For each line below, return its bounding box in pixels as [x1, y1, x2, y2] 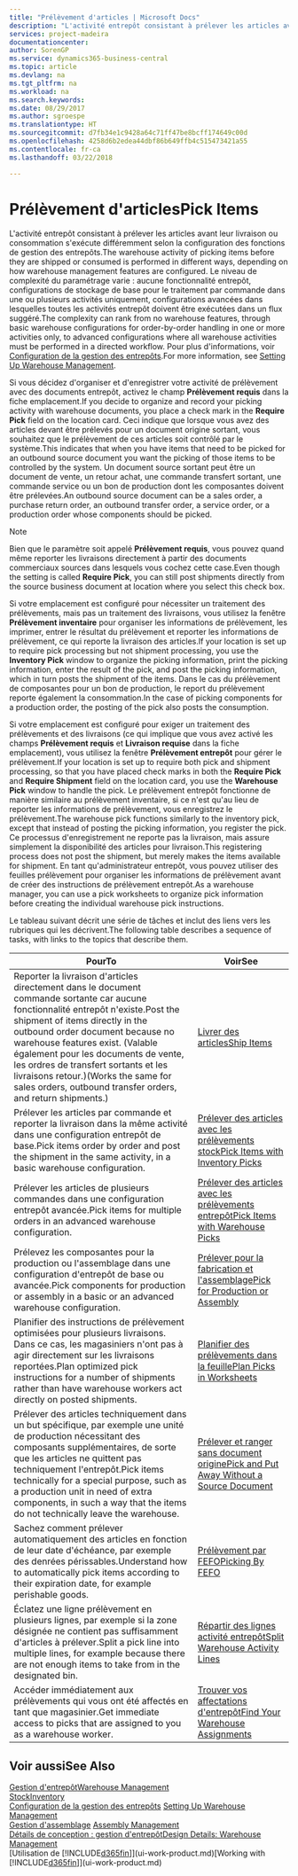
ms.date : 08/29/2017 [9, 104, 86, 113]
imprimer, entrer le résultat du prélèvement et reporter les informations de [9, 627, 279, 637]
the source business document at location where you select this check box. [9, 582, 286, 592]
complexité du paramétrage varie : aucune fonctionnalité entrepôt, [9, 276, 251, 286]
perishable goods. [13, 1589, 89, 1601]
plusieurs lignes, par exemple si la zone [13, 1614, 177, 1627]
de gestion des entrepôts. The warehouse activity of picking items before [9, 247, 275, 258]
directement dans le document [13, 981, 142, 994]
